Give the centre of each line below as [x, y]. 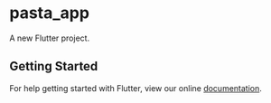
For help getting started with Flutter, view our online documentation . [135, 88]
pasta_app [50, 13]
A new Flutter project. [50, 38]
